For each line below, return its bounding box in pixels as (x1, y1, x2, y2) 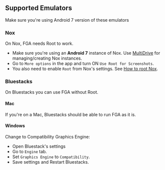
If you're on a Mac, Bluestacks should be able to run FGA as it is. (5, 111, 136, 117)
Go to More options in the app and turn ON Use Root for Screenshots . (12, 61, 154, 67)
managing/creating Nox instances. (12, 55, 82, 61)
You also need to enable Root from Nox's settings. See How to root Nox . (12, 66, 159, 72)
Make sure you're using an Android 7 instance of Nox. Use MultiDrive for (12, 50, 161, 56)
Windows (5, 123, 25, 129)
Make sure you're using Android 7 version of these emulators (5, 17, 129, 23)
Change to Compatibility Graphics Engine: (5, 134, 90, 139)
